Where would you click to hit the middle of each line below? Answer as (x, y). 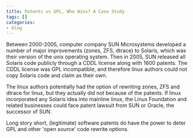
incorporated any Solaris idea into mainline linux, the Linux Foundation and (96, 99)
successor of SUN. (29, 112)
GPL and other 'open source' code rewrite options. (67, 129)
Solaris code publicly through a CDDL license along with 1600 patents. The (97, 63)
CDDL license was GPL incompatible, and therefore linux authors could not (96, 69)
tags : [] (17, 17)
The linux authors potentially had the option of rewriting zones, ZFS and (93, 87)
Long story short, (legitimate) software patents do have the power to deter (96, 123)
